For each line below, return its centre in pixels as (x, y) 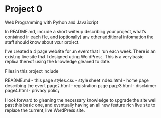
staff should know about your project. (42, 42)
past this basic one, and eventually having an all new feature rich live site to (80, 105)
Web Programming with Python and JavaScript (51, 22)
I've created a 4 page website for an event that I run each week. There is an (80, 51)
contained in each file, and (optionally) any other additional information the (79, 37)
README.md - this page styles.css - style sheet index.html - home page (77, 80)
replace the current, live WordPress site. (45, 110)
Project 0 (24, 9)
